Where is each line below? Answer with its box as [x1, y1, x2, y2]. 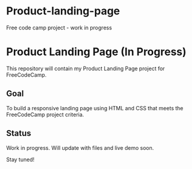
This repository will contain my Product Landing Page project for [6, 65, 165, 72]
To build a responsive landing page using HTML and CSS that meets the [6, 104, 184, 111]
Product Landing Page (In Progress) [6, 45, 187, 59]
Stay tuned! [6, 156, 35, 163]
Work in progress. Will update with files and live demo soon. [6, 144, 154, 151]
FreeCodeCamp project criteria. [6, 111, 84, 118]
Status [6, 128, 32, 138]
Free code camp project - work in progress [6, 24, 112, 31]
